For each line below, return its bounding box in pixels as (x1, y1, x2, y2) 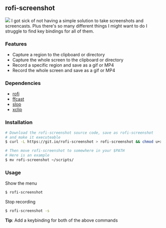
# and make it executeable (5, 135, 61, 140)
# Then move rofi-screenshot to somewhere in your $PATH (5, 148, 125, 153)
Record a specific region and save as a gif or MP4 (12, 62, 115, 68)
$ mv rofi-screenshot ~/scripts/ (5, 157, 74, 162)
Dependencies (5, 80, 41, 87)
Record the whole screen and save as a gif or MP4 (12, 68, 115, 74)
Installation (5, 119, 33, 126)
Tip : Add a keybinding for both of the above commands (5, 217, 118, 223)
